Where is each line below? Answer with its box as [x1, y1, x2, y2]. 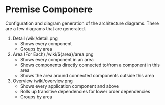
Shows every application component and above [20, 83, 119, 89]
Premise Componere [5, 4, 93, 15]
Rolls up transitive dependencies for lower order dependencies [20, 88, 151, 94]
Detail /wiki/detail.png [12, 35, 58, 41]
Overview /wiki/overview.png [12, 78, 73, 84]
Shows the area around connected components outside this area [20, 72, 154, 78]
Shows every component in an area [20, 56, 94, 62]
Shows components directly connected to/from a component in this [20, 62, 160, 68]
